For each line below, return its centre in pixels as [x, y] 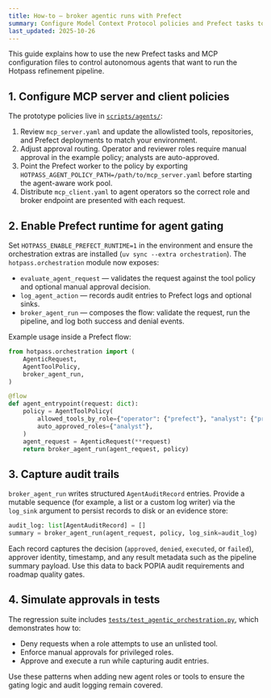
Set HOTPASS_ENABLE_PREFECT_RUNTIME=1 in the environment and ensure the [131, 245]
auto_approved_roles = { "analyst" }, [95, 426]
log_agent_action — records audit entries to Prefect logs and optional [136, 295]
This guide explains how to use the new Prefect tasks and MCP [113, 54]
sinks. [30, 304]
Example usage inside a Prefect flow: [70, 337]
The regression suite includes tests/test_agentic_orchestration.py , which [134, 619]
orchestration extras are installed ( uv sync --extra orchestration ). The [127, 254]
